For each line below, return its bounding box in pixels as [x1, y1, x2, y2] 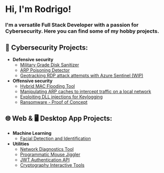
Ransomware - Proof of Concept [20, 99, 88, 105]
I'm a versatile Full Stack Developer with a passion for [5, 22, 139, 29]
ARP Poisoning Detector [20, 67, 70, 73]
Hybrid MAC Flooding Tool [20, 83, 75, 89]
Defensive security [12, 56, 54, 62]
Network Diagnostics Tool [20, 146, 74, 152]
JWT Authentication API [20, 156, 70, 162]
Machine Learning [12, 130, 52, 136]
